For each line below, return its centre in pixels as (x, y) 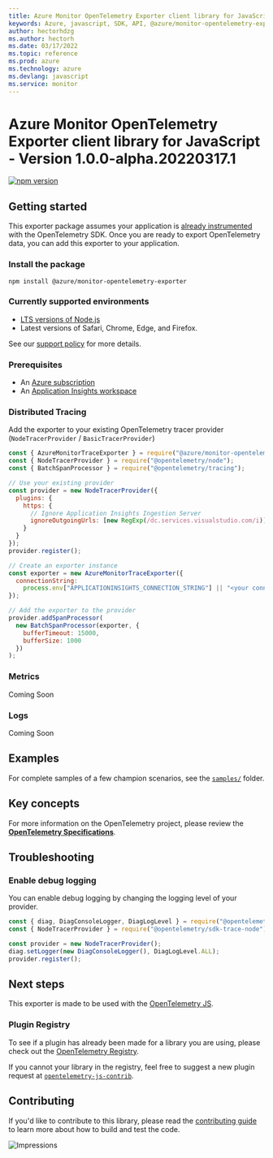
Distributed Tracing (48, 413)
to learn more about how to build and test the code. (94, 1129)
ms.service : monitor (43, 84)
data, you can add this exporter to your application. (94, 244)
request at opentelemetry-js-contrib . (71, 1075)
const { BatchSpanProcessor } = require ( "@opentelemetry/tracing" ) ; (127, 469)
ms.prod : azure (34, 62)
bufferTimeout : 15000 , (61, 633)
